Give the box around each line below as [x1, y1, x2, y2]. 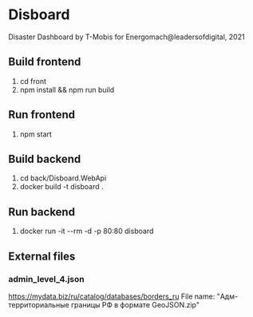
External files [8, 249, 76, 263]
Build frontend [8, 55, 81, 69]
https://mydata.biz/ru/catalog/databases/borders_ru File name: [8, 291, 215, 301]
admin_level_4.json [8, 273, 85, 284]
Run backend [8, 205, 76, 219]
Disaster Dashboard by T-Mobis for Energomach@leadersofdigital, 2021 [8, 32, 245, 42]
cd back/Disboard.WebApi [19, 173, 107, 183]
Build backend [8, 152, 81, 165]
